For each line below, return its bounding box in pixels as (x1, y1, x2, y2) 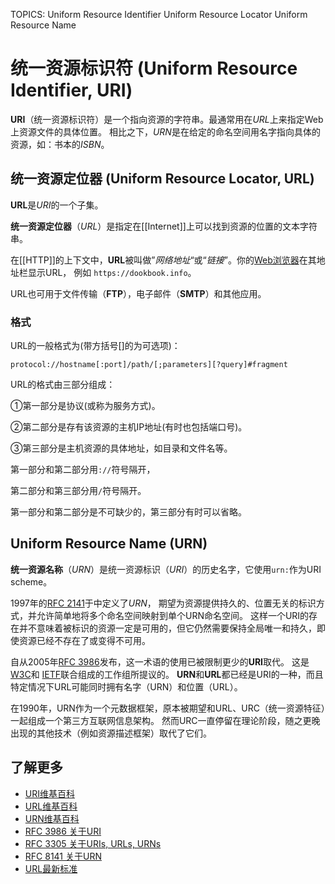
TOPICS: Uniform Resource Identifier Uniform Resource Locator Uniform (10, 9, 308, 20)
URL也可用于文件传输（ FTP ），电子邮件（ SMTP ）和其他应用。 (10, 287, 267, 299)
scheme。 (10, 575, 53, 588)
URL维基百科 (24, 800, 78, 812)
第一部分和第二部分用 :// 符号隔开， (10, 464, 156, 476)
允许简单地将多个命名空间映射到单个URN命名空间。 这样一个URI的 (36, 609, 310, 621)
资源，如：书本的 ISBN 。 (10, 138, 110, 150)
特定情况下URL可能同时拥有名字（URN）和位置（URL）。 (10, 680, 243, 693)
